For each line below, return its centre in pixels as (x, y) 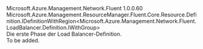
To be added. (23, 40)
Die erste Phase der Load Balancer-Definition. (64, 34)
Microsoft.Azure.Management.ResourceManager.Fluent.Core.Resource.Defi (102, 15)
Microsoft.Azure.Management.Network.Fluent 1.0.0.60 (75, 8)
